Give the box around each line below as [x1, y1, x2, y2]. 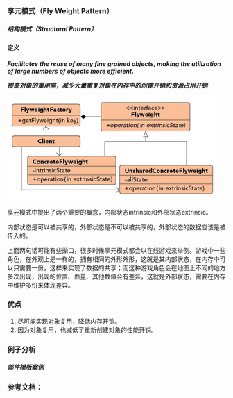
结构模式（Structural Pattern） [7, 24, 97, 33]
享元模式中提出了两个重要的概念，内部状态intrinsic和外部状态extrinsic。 [7, 208, 213, 216]
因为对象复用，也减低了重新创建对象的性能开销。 [17, 325, 157, 334]
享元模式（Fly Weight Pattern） [7, 6, 114, 15]
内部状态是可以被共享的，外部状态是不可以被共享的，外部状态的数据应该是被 [7, 222, 226, 231]
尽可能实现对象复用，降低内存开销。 [17, 317, 121, 325]
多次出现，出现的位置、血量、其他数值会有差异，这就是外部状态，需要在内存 [7, 272, 226, 281]
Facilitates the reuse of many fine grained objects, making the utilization [7, 59, 222, 67]
